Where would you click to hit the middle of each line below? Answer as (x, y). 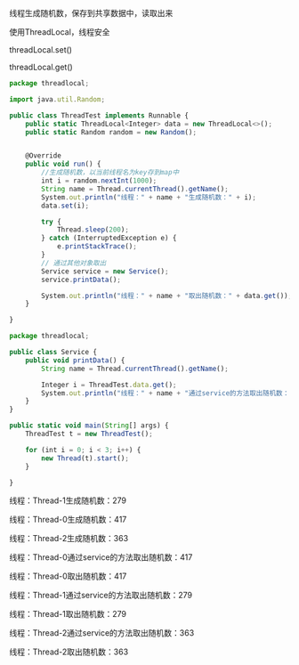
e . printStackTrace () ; (97, 247)
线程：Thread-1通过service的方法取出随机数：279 (101, 596)
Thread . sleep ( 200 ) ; (93, 230)
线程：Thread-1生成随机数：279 (68, 500)
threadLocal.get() (41, 67)
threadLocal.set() (41, 50)
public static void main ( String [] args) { (89, 426)
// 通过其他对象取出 (74, 263)
